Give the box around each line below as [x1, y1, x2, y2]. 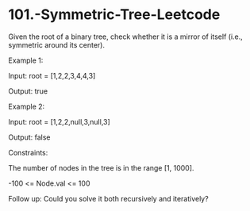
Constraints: [8, 148, 48, 157]
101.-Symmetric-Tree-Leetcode [8, 6, 221, 24]
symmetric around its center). [8, 40, 106, 49]
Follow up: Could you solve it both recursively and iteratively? [8, 194, 209, 203]
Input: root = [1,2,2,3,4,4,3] [8, 71, 96, 80]
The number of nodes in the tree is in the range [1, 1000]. [8, 163, 194, 172]
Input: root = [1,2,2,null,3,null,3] [8, 117, 111, 126]
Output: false [8, 132, 51, 142]
